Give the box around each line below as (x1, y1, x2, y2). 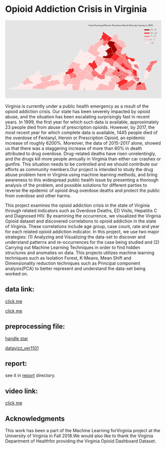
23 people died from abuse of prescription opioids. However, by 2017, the (5, 124, 155, 130)
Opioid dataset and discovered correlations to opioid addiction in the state (5, 218, 157, 224)
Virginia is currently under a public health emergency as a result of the (5, 103, 149, 109)
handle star (5, 336, 28, 341)
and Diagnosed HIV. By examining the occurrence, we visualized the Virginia (5, 213, 161, 219)
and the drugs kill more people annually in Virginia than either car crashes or (5, 156, 161, 162)
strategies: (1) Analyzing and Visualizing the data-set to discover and (5, 234, 146, 240)
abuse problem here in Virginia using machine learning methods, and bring (5, 171, 158, 177)
